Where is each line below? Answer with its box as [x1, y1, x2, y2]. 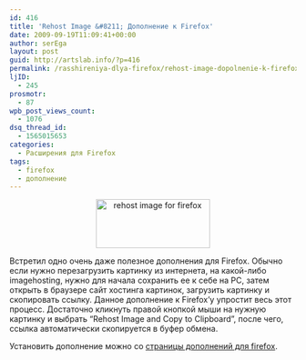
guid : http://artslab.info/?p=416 [9, 55, 141, 65]
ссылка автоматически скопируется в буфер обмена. [9, 324, 219, 335]
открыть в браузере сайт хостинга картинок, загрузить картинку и [9, 285, 270, 295]
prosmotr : [9, 89, 47, 98]
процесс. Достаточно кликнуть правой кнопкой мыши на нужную [9, 304, 267, 315]
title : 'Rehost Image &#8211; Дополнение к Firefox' [9, 22, 214, 31]
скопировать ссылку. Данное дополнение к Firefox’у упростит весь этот [9, 295, 292, 305]
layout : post [9, 47, 59, 56]
